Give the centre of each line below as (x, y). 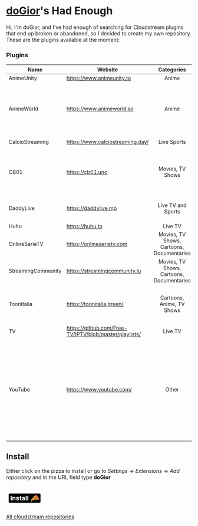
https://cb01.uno (87, 172)
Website (108, 70)
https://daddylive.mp (92, 208)
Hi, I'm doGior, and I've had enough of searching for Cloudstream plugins (95, 27)
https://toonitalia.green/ (95, 304)
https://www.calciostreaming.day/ (108, 142)
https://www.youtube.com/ (99, 389)
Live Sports (172, 142)
